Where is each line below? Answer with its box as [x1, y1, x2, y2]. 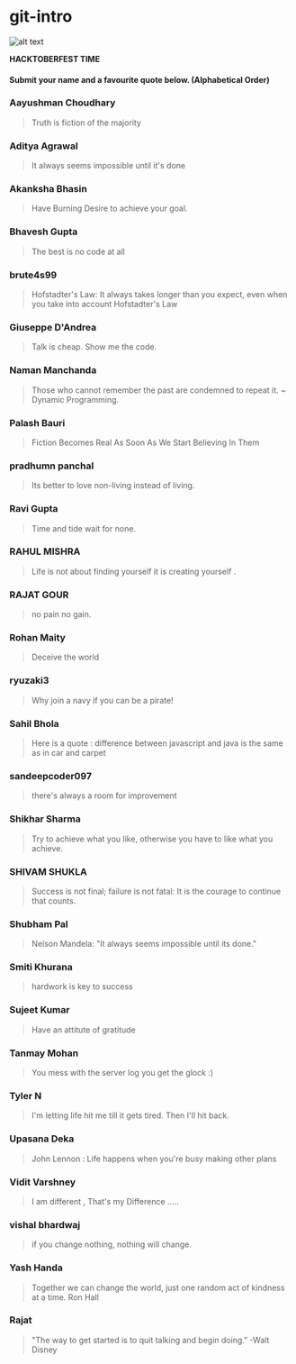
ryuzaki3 [9, 674, 49, 687]
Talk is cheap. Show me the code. [31, 341, 157, 352]
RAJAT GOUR [9, 588, 69, 601]
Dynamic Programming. [31, 394, 120, 405]
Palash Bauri [9, 416, 66, 429]
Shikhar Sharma [9, 813, 81, 825]
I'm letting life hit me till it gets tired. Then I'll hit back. [31, 1110, 229, 1121]
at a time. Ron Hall [31, 1291, 99, 1303]
